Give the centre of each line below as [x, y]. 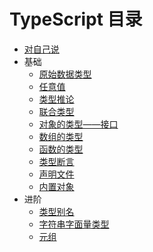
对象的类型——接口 [78, 124]
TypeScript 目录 [76, 19]
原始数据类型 [65, 74]
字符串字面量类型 [74, 224]
